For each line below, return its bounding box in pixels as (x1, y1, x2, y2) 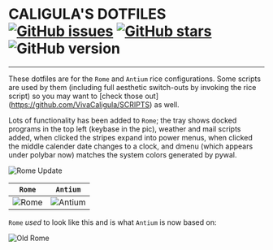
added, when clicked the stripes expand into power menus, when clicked (8, 132, 253, 142)
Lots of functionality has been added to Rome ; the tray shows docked (8, 115, 237, 125)
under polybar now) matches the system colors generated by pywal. (8, 149, 237, 159)
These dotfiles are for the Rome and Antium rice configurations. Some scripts (8, 74, 262, 84)
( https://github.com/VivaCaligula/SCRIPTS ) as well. (8, 99, 180, 110)
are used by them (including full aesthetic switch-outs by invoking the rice (8, 82, 257, 92)
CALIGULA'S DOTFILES (8, 5, 167, 24)
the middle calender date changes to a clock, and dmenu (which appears (8, 141, 253, 151)
